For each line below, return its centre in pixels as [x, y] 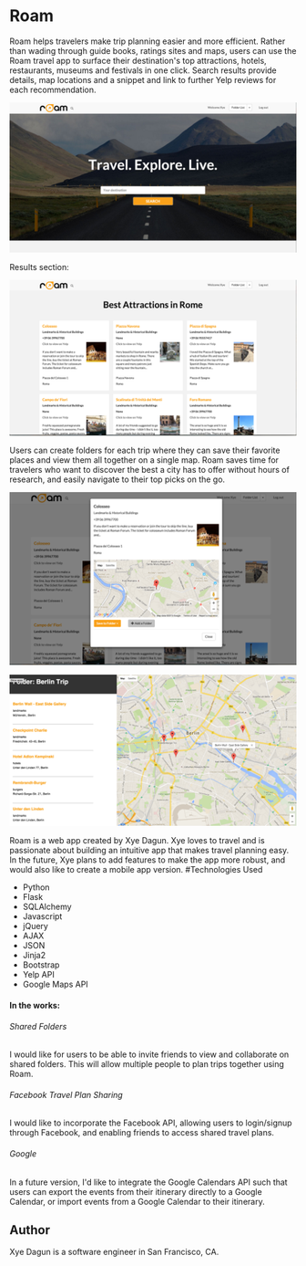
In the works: [35, 1005]
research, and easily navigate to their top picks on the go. [117, 479]
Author [30, 1230]
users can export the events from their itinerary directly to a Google [136, 1191]
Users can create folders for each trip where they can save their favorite [145, 450]
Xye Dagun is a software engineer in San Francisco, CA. [114, 1252]
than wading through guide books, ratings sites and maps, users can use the [153, 50]
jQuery [35, 926]
